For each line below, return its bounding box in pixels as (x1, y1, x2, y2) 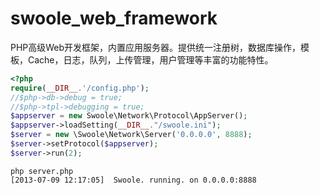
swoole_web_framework (10, 7, 218, 30)
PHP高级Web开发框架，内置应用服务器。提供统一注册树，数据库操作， (10, 41, 302, 53)
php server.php (10, 166, 74, 176)
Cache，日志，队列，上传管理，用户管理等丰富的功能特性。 (27, 53, 274, 66)
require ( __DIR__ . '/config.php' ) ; (10, 83, 150, 93)
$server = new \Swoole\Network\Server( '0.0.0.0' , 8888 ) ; (10, 130, 253, 140)
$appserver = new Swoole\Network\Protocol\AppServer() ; (10, 111, 248, 121)
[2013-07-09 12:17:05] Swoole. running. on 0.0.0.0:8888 (10, 175, 257, 185)
